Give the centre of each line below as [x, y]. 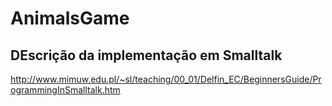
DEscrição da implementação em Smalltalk [146, 55]
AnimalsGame [70, 18]
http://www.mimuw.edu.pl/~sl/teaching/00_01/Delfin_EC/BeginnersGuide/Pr [166, 79]
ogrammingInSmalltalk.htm [65, 90]
